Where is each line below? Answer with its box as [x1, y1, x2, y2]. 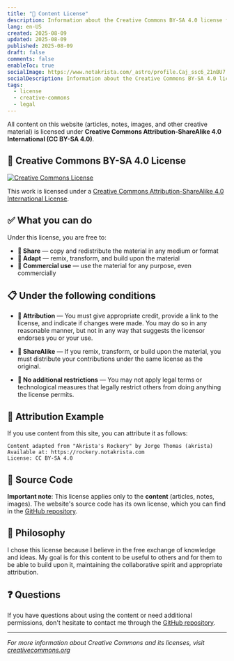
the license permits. [17, 391, 75, 399]
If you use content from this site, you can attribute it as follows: [7, 429, 188, 437]
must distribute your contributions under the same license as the [17, 355, 203, 363]
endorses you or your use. [17, 334, 93, 342]
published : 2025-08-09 [7, 42, 73, 49]
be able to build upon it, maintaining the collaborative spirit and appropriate [7, 560, 223, 568]
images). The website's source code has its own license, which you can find [7, 499, 226, 508]
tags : [7, 81, 23, 88]
